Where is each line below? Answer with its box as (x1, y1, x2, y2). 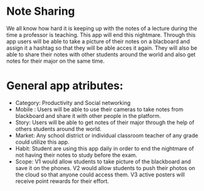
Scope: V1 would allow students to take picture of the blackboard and (15, 158, 192, 165)
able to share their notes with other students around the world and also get (6, 50, 196, 58)
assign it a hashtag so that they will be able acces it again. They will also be (6, 44, 198, 52)
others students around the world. (15, 125, 102, 133)
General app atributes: (6, 79, 124, 93)
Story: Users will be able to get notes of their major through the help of (15, 119, 195, 126)
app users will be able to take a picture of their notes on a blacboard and (6, 37, 190, 45)
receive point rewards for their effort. (15, 177, 109, 185)
